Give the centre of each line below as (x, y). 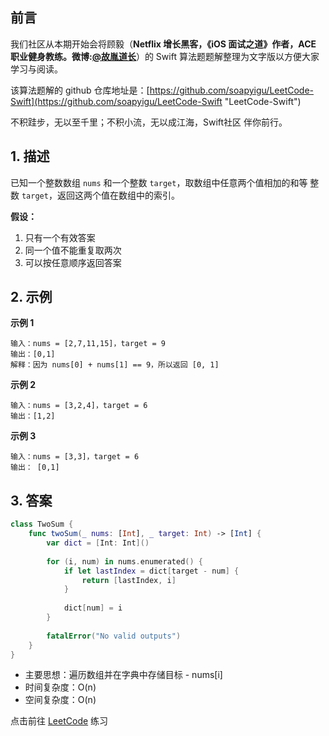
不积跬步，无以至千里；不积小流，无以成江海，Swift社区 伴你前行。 (149, 122)
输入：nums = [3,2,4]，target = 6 (79, 406)
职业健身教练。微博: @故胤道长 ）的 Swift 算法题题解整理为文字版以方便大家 (165, 56)
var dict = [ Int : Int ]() (98, 543)
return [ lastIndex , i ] (129, 580)
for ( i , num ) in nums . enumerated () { (124, 561)
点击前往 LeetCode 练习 (59, 721)
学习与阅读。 (36, 69)
